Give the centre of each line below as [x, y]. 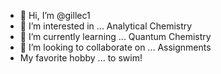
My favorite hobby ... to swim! [81, 58]
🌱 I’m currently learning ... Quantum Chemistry [115, 36]
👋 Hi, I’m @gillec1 [55, 15]
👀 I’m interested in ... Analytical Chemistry [106, 26]
